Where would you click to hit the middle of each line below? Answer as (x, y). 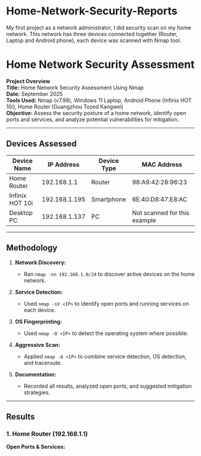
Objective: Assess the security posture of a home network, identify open (96, 113)
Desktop (21, 213)
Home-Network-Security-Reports (92, 11)
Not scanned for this (161, 213)
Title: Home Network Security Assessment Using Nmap (75, 87)
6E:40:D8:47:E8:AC (159, 199)
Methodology (32, 248)
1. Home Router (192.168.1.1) (47, 434)
